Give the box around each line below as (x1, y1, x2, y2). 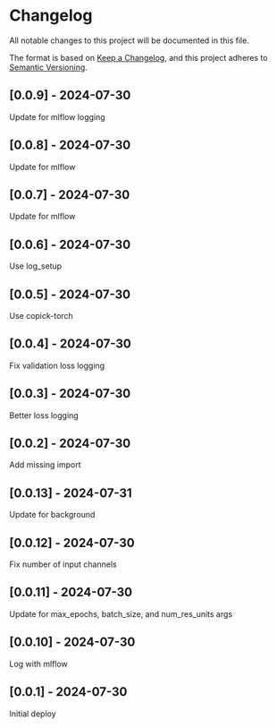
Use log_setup (9, 261, 63, 271)
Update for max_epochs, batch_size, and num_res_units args (9, 608, 233, 619)
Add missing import (9, 459, 82, 470)
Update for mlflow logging (9, 111, 105, 122)
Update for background (9, 510, 96, 520)
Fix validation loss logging (9, 360, 105, 371)
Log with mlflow (9, 658, 69, 669)
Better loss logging (9, 409, 79, 421)
